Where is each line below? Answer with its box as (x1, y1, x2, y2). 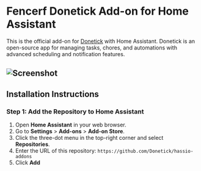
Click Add (15, 159, 41, 166)
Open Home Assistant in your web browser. (15, 121, 126, 129)
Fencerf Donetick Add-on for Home (6, 4, 189, 18)
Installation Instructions (6, 89, 100, 99)
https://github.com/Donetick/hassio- (97, 148, 194, 155)
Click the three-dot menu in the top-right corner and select (15, 134, 164, 142)
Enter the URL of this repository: (15, 147, 97, 155)
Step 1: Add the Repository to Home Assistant (6, 107, 145, 115)
